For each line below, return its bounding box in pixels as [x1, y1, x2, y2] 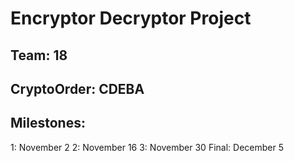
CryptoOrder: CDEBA [10, 80, 145, 97]
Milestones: [10, 115, 86, 132]
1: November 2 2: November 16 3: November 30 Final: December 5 [10, 141, 284, 153]
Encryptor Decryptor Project [10, 7, 252, 30]
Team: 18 [10, 47, 68, 64]
